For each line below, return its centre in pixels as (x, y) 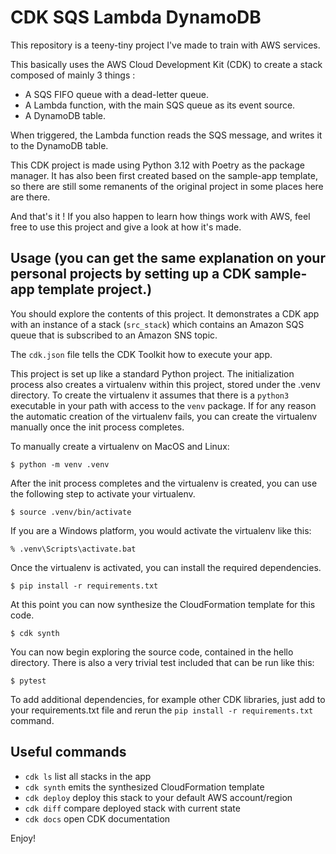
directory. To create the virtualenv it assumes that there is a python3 (150, 395)
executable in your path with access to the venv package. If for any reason (163, 405)
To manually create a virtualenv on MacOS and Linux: (120, 446)
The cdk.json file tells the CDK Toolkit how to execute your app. (141, 354)
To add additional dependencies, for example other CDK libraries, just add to (168, 699)
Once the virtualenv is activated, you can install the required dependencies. (166, 567)
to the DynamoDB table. (59, 145)
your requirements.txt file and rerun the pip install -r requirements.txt (162, 710)
